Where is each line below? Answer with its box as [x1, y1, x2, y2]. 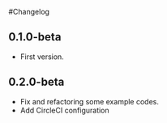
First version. [19, 52, 65, 61]
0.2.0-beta [8, 75, 65, 89]
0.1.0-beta [8, 30, 62, 44]
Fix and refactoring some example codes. [19, 96, 160, 106]
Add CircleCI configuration [19, 105, 109, 115]
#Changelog [8, 7, 50, 16]
